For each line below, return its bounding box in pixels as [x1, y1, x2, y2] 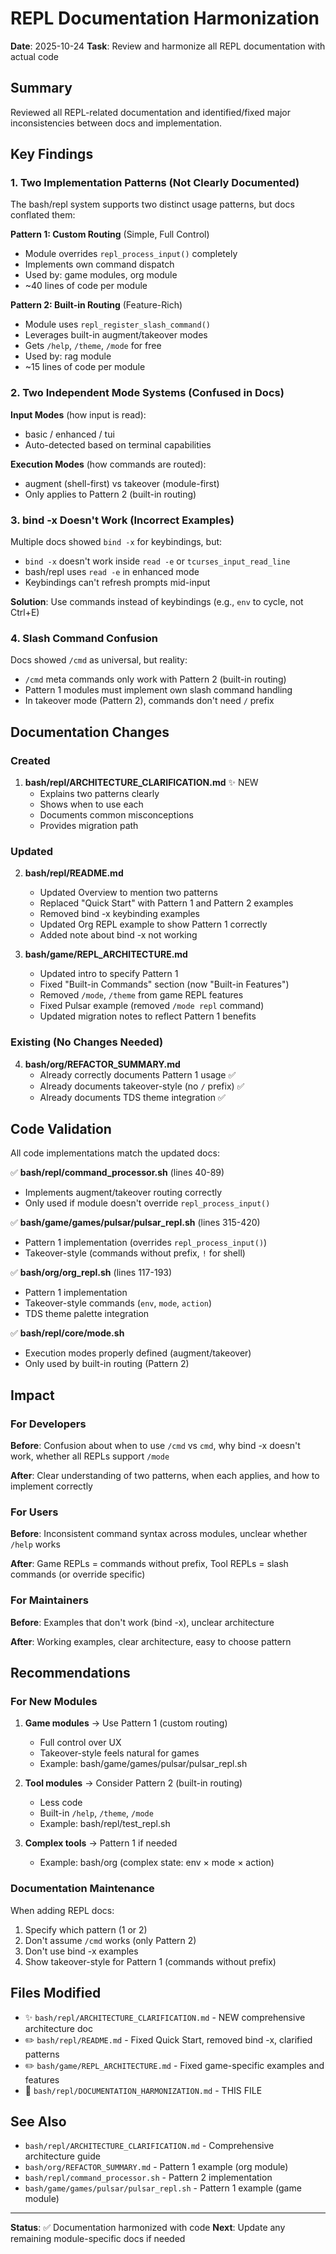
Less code [39, 1797, 83, 1809]
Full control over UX [39, 1737, 122, 1749]
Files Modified [10, 1985, 102, 2002]
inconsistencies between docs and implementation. [10, 117, 223, 129]
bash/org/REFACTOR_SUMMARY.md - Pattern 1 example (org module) [24, 2161, 289, 2173]
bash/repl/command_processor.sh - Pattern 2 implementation [24, 2172, 273, 2184]
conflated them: [10, 209, 76, 221]
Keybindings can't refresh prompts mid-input [24, 577, 211, 589]
